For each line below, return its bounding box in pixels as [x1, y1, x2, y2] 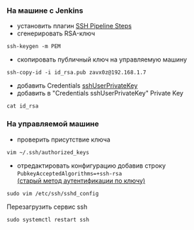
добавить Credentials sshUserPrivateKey [16, 81, 138, 90]
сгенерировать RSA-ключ [16, 29, 96, 38]
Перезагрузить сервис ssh [6, 202, 88, 211]
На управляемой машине [6, 119, 100, 129]
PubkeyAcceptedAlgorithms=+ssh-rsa [16, 170, 122, 177]
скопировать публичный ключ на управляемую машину [16, 55, 188, 64]
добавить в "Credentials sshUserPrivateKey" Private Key [16, 89, 183, 98]
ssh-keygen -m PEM [6, 43, 61, 50]
